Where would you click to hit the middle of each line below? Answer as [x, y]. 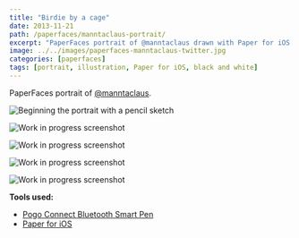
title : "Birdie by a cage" [60, 17]
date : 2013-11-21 [42, 26]
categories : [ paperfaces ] [57, 59]
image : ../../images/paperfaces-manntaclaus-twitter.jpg [118, 51]
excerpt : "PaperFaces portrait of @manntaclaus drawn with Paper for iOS [150, 42]
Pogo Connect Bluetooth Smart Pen [88, 214]
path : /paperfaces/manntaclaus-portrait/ [88, 34]
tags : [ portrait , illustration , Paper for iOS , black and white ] [133, 68]
